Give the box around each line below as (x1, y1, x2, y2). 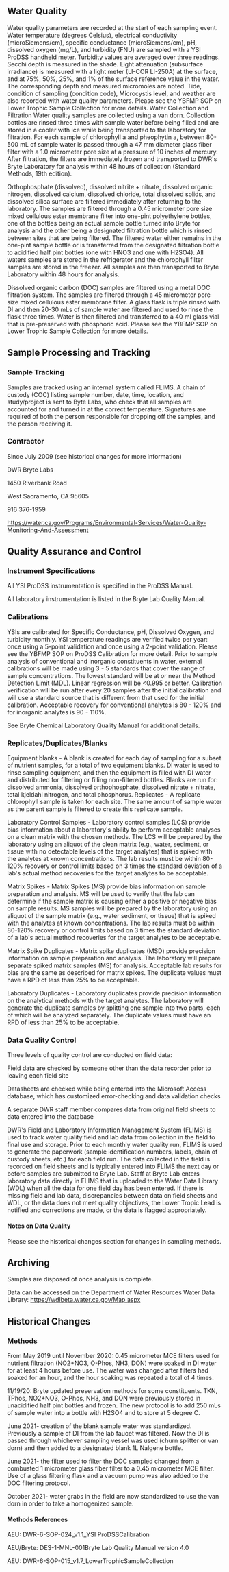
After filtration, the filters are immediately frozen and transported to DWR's (7, 154, 217, 163)
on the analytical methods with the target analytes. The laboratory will (7, 997, 204, 1005)
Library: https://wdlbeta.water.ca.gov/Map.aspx (7, 1296, 141, 1304)
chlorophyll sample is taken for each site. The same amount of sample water (7, 798, 222, 806)
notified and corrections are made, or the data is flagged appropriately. (7, 1206, 207, 1214)
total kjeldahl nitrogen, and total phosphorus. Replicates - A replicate (7, 790, 200, 799)
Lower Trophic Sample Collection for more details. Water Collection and (7, 104, 208, 112)
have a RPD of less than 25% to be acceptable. (7, 976, 140, 984)
